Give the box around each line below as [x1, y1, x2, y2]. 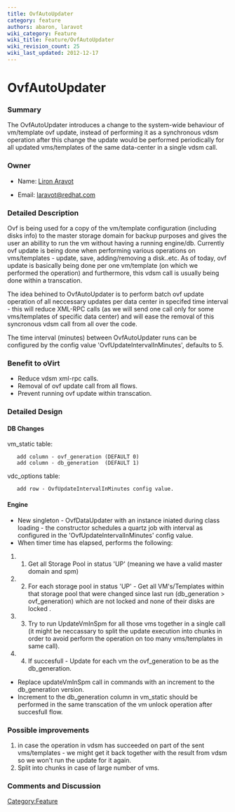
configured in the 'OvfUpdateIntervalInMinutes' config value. [17, 531, 194, 539]
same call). [27, 641, 60, 650]
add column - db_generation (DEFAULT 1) [16, 460, 140, 467]
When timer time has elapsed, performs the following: [17, 539, 173, 547]
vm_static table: [7, 440, 53, 449]
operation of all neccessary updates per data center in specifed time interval [7, 297, 229, 306]
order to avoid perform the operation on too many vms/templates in [27, 634, 223, 643]
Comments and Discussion [7, 781, 101, 791]
